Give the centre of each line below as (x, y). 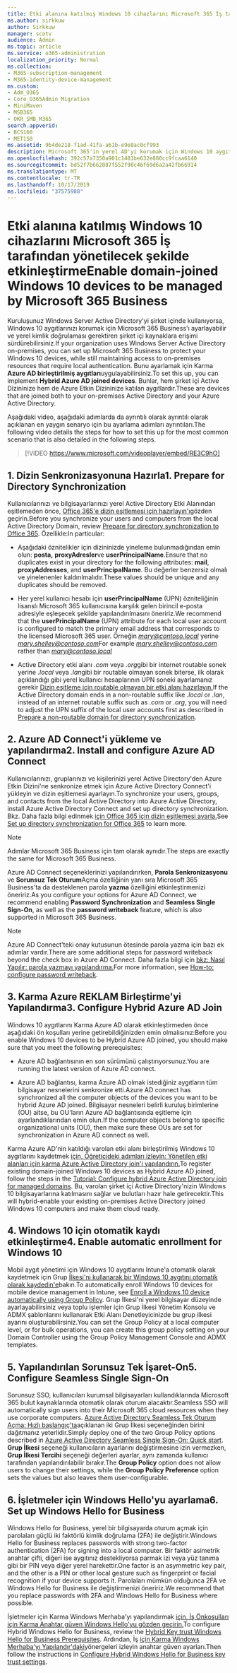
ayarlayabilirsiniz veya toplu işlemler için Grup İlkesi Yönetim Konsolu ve (112, 1307)
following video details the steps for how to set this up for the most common (118, 432)
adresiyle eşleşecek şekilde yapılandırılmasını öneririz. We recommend (120, 613)
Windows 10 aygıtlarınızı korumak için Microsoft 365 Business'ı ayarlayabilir (117, 329)
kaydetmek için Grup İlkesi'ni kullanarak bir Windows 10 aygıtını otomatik (113, 1277)
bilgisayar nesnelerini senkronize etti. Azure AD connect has (104, 1089)
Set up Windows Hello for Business (86, 1511)
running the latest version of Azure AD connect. (87, 1068)
